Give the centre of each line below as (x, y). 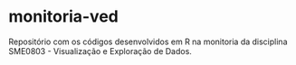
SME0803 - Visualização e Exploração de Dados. (100, 51)
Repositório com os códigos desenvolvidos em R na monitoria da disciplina (148, 42)
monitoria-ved (63, 17)
